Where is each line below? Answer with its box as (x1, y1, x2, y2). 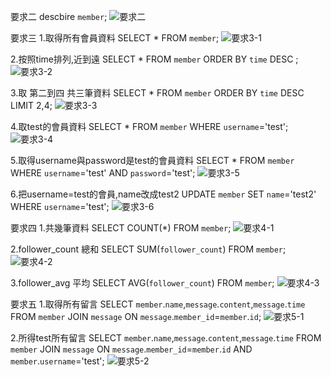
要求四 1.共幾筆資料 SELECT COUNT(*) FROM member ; (10, 222, 232, 234)
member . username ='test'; (10, 355, 105, 367)
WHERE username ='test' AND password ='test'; (10, 167, 196, 179)
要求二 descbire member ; (10, 11, 108, 22)
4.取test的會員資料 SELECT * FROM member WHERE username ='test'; (10, 121, 289, 132)
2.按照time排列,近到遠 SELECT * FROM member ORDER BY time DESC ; (10, 53, 299, 65)
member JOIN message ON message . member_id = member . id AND (10, 343, 253, 355)
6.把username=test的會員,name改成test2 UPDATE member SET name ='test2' (10, 188, 317, 200)
